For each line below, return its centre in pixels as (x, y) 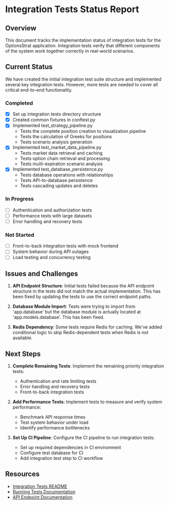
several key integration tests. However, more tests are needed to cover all (81, 84)
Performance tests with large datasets (52, 215)
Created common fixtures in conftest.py (54, 120)
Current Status (29, 67)
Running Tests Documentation (44, 492)
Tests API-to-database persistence (57, 181)
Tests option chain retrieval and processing (65, 159)
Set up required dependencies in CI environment (70, 448)
